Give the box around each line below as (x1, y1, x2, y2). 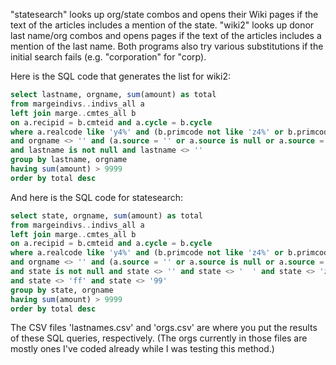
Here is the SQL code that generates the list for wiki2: (10, 70, 231, 82)
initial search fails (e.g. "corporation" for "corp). (10, 51, 207, 63)
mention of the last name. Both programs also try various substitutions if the (10, 40, 324, 52)
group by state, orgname (10, 285, 114, 295)
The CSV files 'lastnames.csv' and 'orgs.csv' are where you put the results (10, 322, 318, 334)
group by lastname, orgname (10, 155, 128, 165)
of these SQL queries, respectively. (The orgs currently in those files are (10, 332, 308, 344)
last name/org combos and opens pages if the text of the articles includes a (10, 30, 322, 41)
